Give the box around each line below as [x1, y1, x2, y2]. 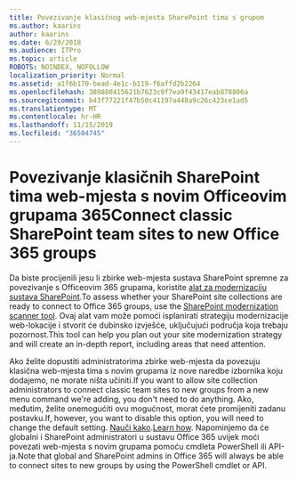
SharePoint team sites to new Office [9, 224, 280, 245]
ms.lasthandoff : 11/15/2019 [9, 121, 114, 130]
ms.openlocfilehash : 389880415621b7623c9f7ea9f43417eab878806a [9, 87, 249, 96]
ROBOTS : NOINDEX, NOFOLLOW [9, 63, 109, 72]
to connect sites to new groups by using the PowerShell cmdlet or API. [9, 459, 268, 470]
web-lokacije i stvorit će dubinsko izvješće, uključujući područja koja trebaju [9, 320, 289, 330]
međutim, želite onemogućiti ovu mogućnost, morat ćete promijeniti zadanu [9, 402, 286, 414]
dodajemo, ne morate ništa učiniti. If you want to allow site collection [9, 375, 258, 386]
